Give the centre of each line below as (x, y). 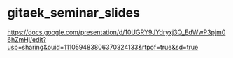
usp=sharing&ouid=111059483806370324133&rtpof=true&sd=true (103, 47)
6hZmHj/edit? (27, 39)
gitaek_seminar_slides (73, 13)
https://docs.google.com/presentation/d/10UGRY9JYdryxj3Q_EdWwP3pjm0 (116, 32)
